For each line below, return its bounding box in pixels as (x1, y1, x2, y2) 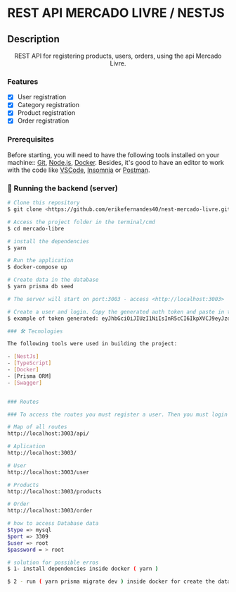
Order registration (17, 116, 70, 125)
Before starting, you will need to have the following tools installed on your (7, 150, 220, 159)
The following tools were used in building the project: (7, 340, 178, 347)
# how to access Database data (7, 520, 99, 527)
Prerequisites (7, 135, 54, 144)
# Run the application (7, 257, 74, 264)
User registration (17, 93, 67, 101)
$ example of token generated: (7, 315, 99, 322)
